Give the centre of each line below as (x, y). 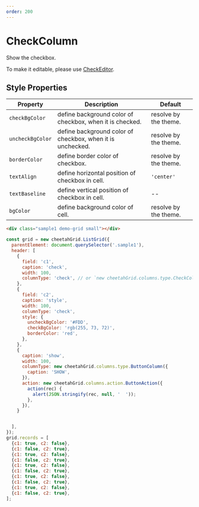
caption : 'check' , (44, 267)
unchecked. (74, 146)
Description (101, 105)
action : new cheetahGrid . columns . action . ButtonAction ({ (92, 383)
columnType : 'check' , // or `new (63, 278)
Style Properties (37, 88)
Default (171, 105)
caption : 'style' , (44, 300)
